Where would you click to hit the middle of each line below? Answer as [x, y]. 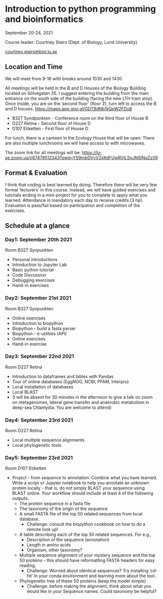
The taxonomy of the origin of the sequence [63, 509]
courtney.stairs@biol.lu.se [31, 52]
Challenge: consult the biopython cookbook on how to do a [86, 524]
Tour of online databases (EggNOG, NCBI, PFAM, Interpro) [70, 381]
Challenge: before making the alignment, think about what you [89, 586]
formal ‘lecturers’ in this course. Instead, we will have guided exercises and [80, 190]
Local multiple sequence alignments [48, 440]
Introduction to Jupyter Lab [39, 265]
